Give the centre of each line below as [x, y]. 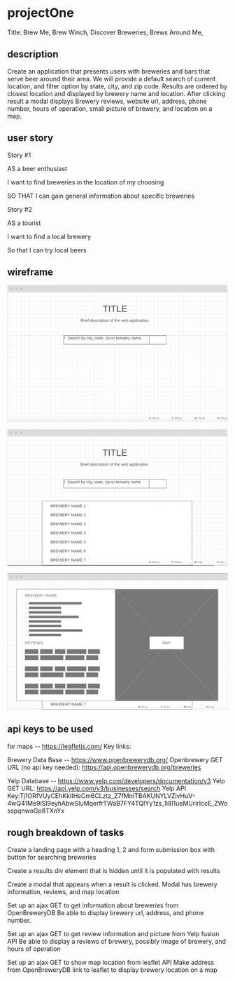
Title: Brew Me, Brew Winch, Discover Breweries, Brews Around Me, [105, 32]
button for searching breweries [52, 857]
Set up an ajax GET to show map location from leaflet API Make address [111, 962]
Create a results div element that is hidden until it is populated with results [114, 870]
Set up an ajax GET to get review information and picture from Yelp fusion [113, 933]
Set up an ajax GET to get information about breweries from [93, 905]
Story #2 [20, 209]
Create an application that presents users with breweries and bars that [109, 71]
